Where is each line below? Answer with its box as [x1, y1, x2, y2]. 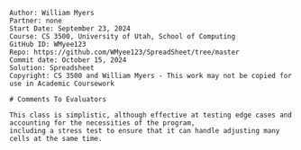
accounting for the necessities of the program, [9, 119, 196, 128]
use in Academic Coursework [9, 79, 115, 88]
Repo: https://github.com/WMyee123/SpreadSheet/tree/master [9, 48, 241, 57]
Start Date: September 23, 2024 [9, 24, 131, 33]
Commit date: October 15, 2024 [9, 56, 127, 65]
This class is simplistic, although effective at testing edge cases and [9, 110, 293, 119]
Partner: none [9, 16, 63, 25]
